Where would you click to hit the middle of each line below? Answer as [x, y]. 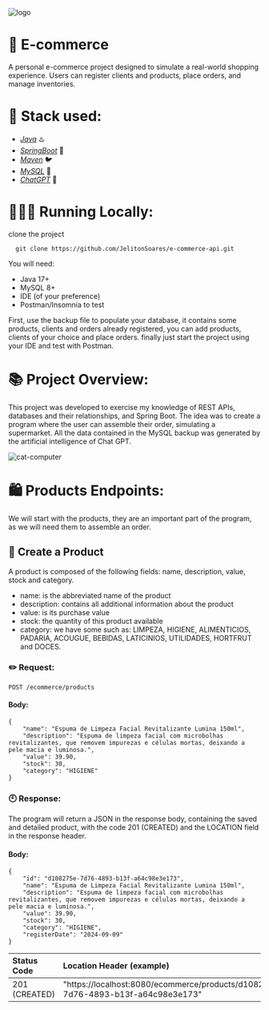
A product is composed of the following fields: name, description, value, [127, 571]
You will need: [31, 264]
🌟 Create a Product [56, 552]
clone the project [36, 234]
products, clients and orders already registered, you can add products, [125, 328]
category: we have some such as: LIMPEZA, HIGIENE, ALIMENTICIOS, [135, 630]
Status [25, 960]
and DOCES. [40, 646]
